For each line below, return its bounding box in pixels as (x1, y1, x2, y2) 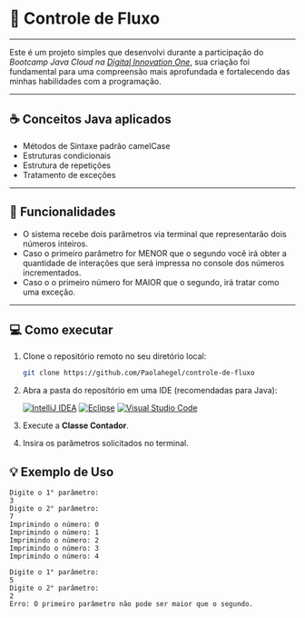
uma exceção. (22, 286, 75, 297)
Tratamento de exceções (22, 169, 116, 180)
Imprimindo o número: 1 (9, 528, 100, 537)
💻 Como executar (9, 322, 113, 337)
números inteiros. (22, 238, 89, 249)
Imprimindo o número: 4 (9, 552, 100, 562)
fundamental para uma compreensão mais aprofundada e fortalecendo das (9, 65, 290, 76)
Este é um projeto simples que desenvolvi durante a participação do (9, 46, 264, 57)
